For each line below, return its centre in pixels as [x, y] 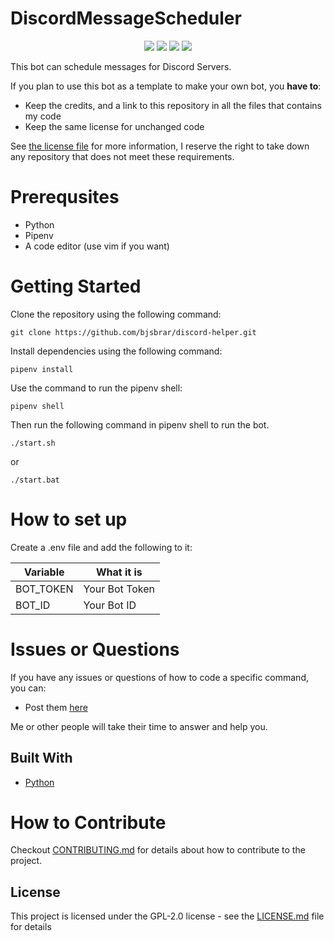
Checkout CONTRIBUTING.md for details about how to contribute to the [158, 850]
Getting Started [76, 286]
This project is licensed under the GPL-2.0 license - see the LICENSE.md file [167, 916]
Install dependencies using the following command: [116, 351]
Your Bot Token [119, 589]
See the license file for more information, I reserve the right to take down [160, 146]
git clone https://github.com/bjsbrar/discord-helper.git [133, 332]
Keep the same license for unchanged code [114, 126]
